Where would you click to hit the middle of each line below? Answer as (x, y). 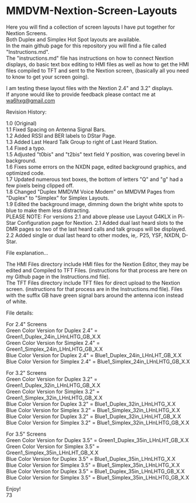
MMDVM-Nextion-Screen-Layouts (92, 11)
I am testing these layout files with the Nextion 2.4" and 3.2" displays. (90, 88)
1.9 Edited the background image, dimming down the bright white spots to (95, 204)
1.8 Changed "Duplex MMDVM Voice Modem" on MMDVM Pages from (90, 191)
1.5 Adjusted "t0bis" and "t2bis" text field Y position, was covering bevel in (96, 154)
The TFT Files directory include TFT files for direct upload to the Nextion (93, 283)
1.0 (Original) (21, 123)
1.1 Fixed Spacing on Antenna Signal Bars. (56, 129)
